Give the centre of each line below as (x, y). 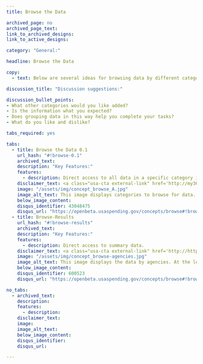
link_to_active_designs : (37, 40)
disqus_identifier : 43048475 (54, 206)
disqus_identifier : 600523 (51, 273)
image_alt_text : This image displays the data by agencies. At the (104, 262)
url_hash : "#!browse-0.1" (50, 155)
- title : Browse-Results (43, 217)
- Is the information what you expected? (59, 111)
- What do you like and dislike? (48, 122)
